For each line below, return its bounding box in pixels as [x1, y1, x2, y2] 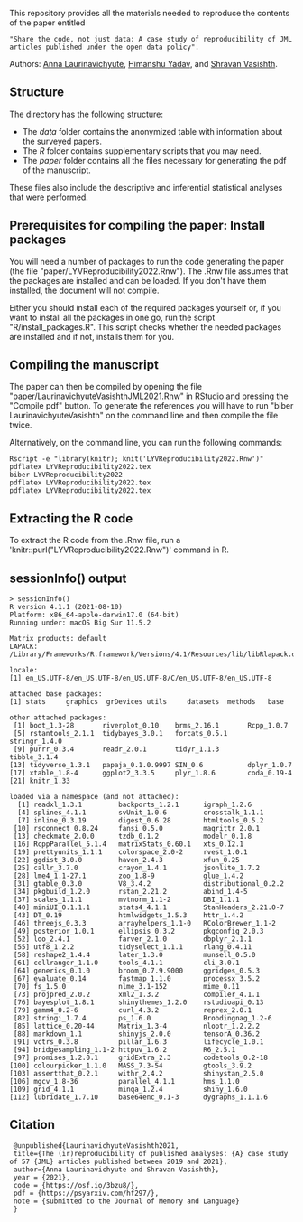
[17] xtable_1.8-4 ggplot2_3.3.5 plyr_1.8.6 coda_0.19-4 [9, 768, 293, 778]
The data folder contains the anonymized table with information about [22, 126, 283, 136]
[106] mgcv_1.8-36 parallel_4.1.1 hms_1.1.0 [9, 1077, 241, 1086]
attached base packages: [9, 690, 103, 699]
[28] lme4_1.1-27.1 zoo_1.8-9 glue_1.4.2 [13, 871, 244, 880]
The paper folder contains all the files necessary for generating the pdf [22, 155, 287, 165]
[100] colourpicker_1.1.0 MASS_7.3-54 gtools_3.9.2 [9, 1061, 252, 1070]
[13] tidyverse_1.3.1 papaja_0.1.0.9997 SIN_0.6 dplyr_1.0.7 [9, 761, 293, 770]
